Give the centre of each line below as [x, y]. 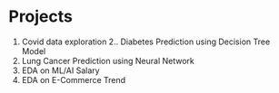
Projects [41, 17]
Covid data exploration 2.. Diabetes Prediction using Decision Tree [146, 42]
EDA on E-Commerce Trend [74, 79]
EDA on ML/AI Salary [61, 70]
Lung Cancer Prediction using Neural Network [108, 60]
